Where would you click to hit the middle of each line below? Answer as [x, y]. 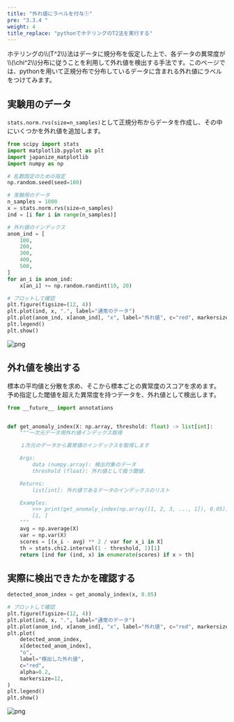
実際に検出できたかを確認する [71, 578]
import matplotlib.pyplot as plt [56, 151]
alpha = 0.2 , [36, 672]
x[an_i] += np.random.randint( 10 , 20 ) [76, 286]
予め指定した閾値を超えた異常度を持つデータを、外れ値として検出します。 [114, 394]
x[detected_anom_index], [56, 646]
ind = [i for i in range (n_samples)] [62, 215]
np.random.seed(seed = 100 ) [45, 183]
